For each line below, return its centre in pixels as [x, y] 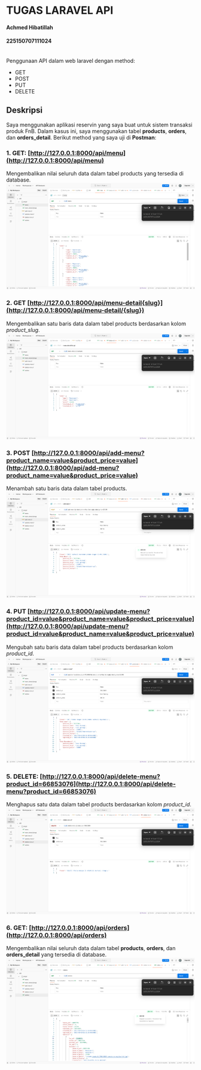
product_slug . [23, 330]
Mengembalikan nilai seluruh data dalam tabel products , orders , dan [91, 948]
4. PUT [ [18, 612]
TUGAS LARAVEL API [60, 10]
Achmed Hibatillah [30, 27]
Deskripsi [25, 111]
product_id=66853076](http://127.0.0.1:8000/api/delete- [91, 784]
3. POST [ [20, 453]
